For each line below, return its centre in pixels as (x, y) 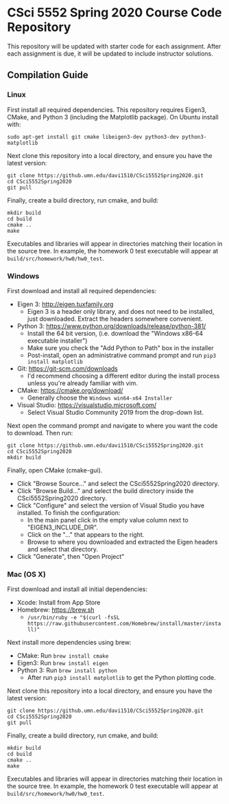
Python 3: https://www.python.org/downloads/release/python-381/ (111, 326)
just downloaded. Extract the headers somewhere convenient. (115, 319)
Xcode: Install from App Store (59, 603)
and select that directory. (62, 549)
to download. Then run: (40, 433)
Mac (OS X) (26, 574)
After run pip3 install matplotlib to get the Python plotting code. (121, 678)
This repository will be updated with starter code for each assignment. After (114, 46)
